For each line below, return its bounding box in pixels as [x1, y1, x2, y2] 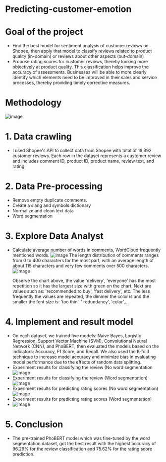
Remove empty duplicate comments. [12, 197, 88, 203]
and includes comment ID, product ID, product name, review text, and [12, 158, 155, 164]
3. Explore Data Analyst [5, 230, 104, 242]
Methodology [5, 97, 62, 108]
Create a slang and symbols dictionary [12, 202, 91, 208]
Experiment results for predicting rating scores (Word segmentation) [12, 396, 152, 402]
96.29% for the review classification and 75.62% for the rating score [12, 446, 153, 452]
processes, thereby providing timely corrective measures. [12, 80, 130, 86]
